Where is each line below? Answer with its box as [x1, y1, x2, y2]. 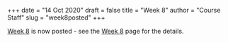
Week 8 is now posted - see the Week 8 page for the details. [7, 27, 184, 35]
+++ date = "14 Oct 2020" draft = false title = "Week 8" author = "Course [7, 6, 221, 14]
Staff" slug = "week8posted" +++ [7, 13, 106, 22]
